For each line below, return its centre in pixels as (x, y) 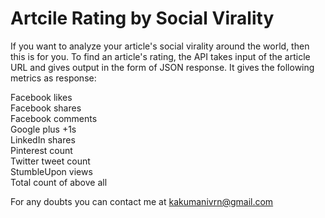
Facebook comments (54, 118)
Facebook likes (41, 97)
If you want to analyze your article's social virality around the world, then (160, 46)
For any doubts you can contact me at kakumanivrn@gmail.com (142, 201)
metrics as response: (53, 78)
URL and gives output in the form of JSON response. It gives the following (162, 67)
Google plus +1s (43, 129)
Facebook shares (46, 108)
